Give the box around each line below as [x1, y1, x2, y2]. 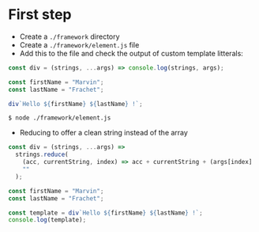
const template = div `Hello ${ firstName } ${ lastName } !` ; [8, 208, 203, 217]
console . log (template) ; [8, 216, 87, 224]
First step [8, 6, 72, 24]
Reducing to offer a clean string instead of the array [19, 128, 188, 138]
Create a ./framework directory [19, 32, 120, 41]
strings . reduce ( [15, 150, 69, 159]
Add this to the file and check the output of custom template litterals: [19, 48, 243, 58]
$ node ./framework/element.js [8, 114, 111, 122]
